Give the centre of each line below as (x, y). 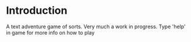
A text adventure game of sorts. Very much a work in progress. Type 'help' (96, 26)
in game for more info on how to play (51, 32)
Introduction (37, 11)
